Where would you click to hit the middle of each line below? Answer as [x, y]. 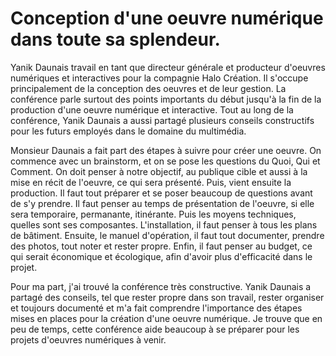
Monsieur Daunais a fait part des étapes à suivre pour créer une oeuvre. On [166, 150]
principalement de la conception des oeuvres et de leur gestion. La [148, 88]
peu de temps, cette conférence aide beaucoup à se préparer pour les [155, 329]
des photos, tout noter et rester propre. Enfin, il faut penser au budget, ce [161, 246]
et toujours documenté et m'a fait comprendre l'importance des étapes [156, 308]
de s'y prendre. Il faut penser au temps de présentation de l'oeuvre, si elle [162, 203]
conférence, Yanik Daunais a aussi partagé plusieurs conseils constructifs [162, 120]
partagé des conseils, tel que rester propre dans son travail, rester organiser [167, 297]
